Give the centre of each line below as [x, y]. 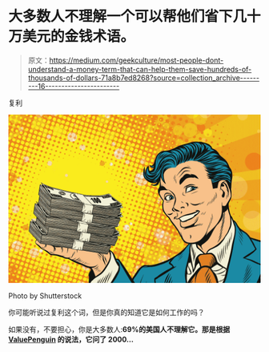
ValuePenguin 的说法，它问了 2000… [71, 339]
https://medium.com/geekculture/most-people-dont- [137, 60]
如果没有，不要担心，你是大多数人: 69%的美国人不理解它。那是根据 [119, 329]
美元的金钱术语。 [79, 36]
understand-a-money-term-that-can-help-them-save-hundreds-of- [140, 69]
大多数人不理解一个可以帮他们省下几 [128, 16]
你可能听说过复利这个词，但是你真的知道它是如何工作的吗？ [106, 312]
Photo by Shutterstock [45, 295]
